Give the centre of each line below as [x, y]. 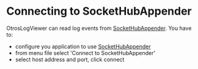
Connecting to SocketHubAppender [99, 11]
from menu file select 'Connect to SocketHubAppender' [85, 53]
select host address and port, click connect [70, 59]
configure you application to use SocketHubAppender [83, 46]
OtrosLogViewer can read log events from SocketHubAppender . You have [99, 28]
